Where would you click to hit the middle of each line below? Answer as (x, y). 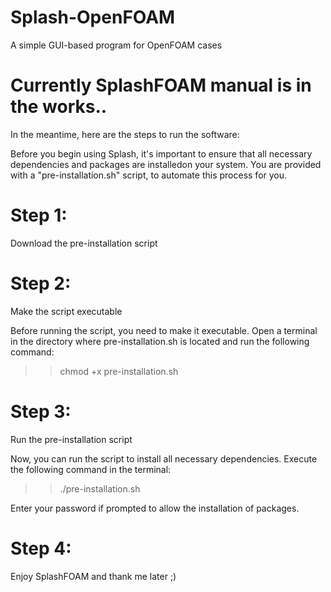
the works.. (59, 107)
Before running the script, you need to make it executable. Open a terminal (164, 330)
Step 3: (41, 411)
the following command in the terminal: (91, 469)
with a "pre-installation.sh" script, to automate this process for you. (149, 175)
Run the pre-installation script (71, 439)
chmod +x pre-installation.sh (119, 371)
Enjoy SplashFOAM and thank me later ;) (93, 576)
